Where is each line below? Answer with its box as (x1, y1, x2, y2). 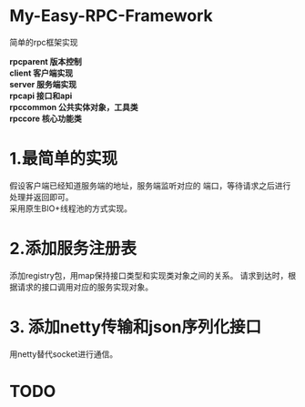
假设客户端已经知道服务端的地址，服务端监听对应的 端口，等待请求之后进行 (9, 179, 291, 191)
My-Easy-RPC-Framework (9, 5, 214, 26)
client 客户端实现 (9, 67, 74, 78)
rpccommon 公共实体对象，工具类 (9, 101, 138, 112)
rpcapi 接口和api (9, 90, 73, 101)
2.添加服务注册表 (9, 239, 137, 259)
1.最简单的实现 (9, 148, 118, 169)
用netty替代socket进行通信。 (9, 348, 118, 360)
